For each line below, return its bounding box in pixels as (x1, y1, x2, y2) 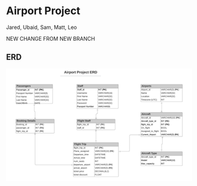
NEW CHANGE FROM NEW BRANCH (6, 35, 96, 42)
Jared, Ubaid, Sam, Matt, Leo (6, 24, 77, 31)
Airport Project (6, 4, 81, 18)
